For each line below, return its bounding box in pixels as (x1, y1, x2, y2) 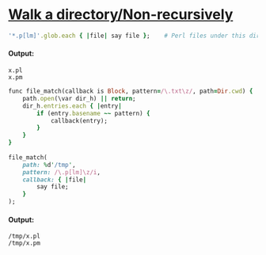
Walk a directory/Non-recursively (8, 6, 234, 24)
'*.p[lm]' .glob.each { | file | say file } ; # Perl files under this (8, 32, 246, 40)
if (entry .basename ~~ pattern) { (36, 109, 150, 117)
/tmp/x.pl (8, 232, 41, 241)
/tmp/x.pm (8, 239, 41, 247)
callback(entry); (50, 116, 108, 124)
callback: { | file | (22, 176, 87, 184)
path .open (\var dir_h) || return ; (22, 94, 136, 102)
